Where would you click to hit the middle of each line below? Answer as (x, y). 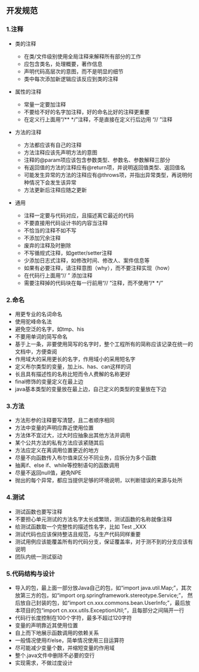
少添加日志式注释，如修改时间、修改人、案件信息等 (87, 260)
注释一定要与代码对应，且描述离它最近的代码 (79, 215)
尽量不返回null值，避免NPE (48, 473)
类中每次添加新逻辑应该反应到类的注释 (71, 79)
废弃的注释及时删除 (48, 245)
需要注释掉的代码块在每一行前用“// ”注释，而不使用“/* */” (93, 283)
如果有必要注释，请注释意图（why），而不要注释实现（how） (98, 268)
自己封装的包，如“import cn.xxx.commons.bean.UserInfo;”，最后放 (108, 602)
